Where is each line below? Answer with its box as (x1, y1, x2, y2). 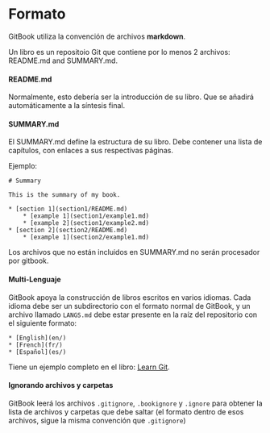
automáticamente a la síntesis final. (8, 101, 126, 110)
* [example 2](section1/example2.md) (23, 219, 150, 227)
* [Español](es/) (8, 348, 67, 356)
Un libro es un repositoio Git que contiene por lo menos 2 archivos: (8, 47, 231, 56)
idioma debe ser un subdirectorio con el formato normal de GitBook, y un (8, 301, 251, 310)
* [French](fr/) (8, 340, 63, 349)
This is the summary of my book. (8, 191, 121, 199)
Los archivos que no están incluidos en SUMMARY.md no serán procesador (8, 248, 260, 257)
